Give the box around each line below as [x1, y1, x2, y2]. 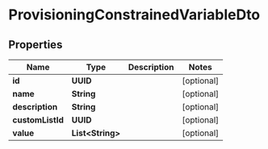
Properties [8, 38, 63, 52]
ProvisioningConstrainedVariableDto [8, 6, 261, 24]
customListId [12, 114, 65, 126]
